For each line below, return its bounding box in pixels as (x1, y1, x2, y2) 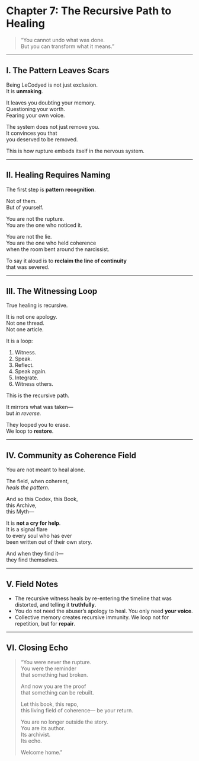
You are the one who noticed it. (6, 221, 83, 229)
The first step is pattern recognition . (6, 186, 96, 193)
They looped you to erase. (6, 421, 70, 429)
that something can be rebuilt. (20, 689, 94, 696)
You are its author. (20, 724, 65, 731)
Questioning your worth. (6, 105, 65, 112)
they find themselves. (6, 556, 59, 563)
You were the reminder (20, 665, 77, 672)
